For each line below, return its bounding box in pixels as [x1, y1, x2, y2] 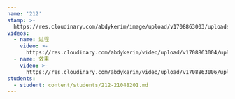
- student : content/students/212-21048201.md [13, 82, 149, 89]
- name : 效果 [13, 56, 50, 63]
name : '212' [7, 10, 42, 17]
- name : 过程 [13, 36, 50, 43]
